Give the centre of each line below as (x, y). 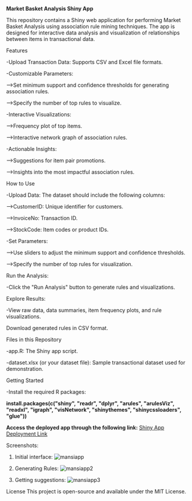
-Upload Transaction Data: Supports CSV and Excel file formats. (85, 62)
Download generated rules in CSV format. (57, 328)
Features (17, 51)
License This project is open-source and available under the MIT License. (96, 491)
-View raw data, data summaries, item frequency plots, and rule (84, 310)
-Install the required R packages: (46, 392)
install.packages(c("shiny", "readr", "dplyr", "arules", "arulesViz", (90, 403)
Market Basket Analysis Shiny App (50, 9)
